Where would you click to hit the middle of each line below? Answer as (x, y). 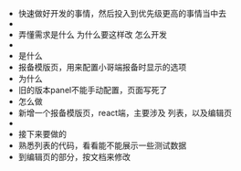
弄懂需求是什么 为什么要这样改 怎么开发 (92, 34)
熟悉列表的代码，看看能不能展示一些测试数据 (102, 145)
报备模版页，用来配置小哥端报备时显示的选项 (102, 67)
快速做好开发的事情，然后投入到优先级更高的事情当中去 (122, 13)
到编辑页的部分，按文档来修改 (74, 157)
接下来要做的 (42, 134)
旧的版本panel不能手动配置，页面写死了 (93, 90)
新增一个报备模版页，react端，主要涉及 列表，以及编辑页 (125, 113)
